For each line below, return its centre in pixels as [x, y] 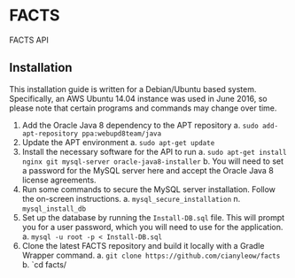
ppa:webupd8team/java [122, 134]
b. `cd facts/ [44, 264]
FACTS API [29, 40]
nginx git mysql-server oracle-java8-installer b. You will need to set [153, 161]
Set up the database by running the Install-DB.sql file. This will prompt [153, 217]
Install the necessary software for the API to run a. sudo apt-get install [154, 151]
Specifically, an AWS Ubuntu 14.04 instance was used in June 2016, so [138, 98]
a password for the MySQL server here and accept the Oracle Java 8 [148, 170]
